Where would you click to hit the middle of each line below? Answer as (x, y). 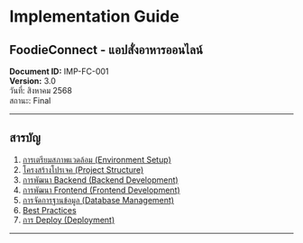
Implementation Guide (95, 17)
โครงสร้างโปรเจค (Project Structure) (83, 169)
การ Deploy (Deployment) (69, 220)
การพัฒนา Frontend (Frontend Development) (101, 190)
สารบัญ (25, 138)
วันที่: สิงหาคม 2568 (41, 90)
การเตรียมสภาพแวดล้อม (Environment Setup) (96, 159)
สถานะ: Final (30, 100)
